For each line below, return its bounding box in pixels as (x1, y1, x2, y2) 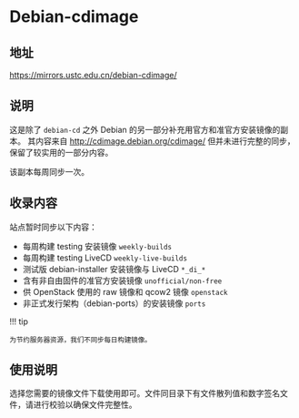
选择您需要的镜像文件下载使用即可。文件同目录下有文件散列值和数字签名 (9, 388, 280, 399)
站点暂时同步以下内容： (9, 221, 97, 232)
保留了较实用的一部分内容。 (9, 147, 114, 158)
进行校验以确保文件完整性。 (33, 399, 137, 411)
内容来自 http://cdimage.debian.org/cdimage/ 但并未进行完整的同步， (35, 135, 295, 147)
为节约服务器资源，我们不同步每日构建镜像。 (9, 335, 152, 344)
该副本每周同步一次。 (9, 166, 89, 177)
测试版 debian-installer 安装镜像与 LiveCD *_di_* (22, 263, 206, 274)
